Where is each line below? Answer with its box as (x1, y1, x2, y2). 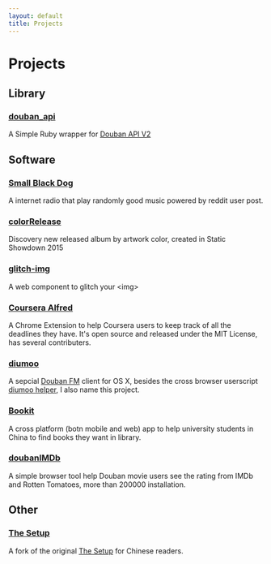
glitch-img (8, 263, 51, 274)
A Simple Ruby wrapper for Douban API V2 (8, 129, 151, 139)
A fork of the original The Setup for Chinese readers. (8, 545, 184, 556)
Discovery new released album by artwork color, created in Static (8, 235, 227, 244)
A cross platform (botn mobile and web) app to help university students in (8, 424, 254, 433)
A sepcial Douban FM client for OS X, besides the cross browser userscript (8, 377, 259, 386)
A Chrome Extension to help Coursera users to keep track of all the (8, 320, 232, 329)
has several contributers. (8, 338, 91, 347)
